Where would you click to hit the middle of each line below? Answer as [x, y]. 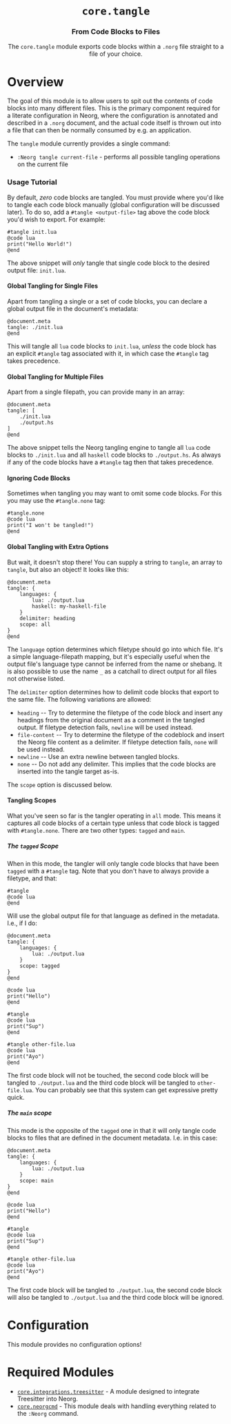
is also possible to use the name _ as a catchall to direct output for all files [112, 671]
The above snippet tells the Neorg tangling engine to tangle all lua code [109, 448]
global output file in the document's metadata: [73, 308]
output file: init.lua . [37, 270]
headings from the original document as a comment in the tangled [111, 720]
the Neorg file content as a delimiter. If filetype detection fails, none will [118, 742]
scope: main [37, 1180]
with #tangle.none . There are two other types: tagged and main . [97, 830]
